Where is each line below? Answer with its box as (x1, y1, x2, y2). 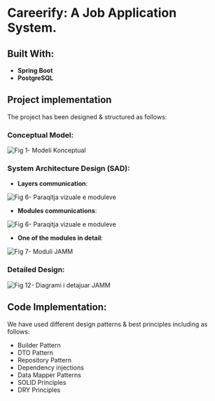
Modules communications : (17, 207, 97, 215)
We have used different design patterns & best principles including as (7, 320, 208, 328)
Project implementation (7, 94, 112, 106)
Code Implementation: (7, 301, 107, 313)
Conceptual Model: (7, 130, 74, 140)
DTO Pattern (17, 348, 54, 357)
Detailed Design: (7, 265, 65, 275)
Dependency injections (17, 363, 84, 372)
